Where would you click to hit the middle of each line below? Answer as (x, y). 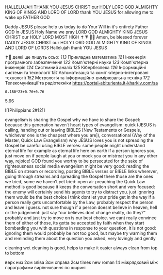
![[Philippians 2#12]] (25, 110)
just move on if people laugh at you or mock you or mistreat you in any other (81, 156)
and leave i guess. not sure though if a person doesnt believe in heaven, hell (81, 207)
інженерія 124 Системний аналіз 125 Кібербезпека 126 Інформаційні (76, 67)
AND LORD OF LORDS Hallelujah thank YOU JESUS (56, 48)
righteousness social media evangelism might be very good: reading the (77, 166)
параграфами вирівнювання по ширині (45, 267)
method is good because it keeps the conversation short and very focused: (80, 187)
